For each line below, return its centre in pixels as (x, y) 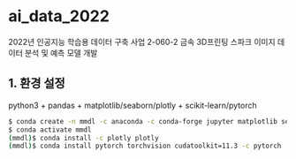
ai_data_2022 (59, 16)
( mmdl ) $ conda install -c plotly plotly (84, 138)
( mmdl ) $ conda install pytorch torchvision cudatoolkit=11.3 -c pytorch (145, 146)
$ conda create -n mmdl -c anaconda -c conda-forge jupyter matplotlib (143, 121)
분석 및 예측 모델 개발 (61, 53)
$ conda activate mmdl (50, 130)
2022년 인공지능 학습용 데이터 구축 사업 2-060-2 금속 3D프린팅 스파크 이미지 (142, 42)
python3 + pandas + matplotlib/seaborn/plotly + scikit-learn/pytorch (133, 105)
